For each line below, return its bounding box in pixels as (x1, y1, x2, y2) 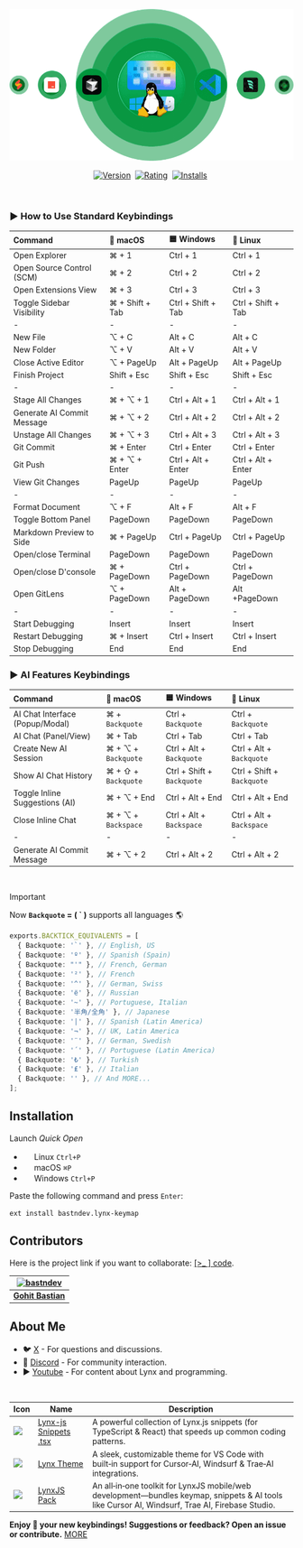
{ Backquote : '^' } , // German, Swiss (17, 979, 164, 988)
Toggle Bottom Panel (13, 514, 91, 525)
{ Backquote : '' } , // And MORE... (17, 1074, 151, 1083)
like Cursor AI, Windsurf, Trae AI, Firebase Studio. (91, 1499, 276, 1510)
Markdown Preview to (13, 526, 95, 537)
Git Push (13, 459, 45, 469)
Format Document (13, 502, 81, 513)
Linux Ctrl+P (33, 1151, 81, 1162)
